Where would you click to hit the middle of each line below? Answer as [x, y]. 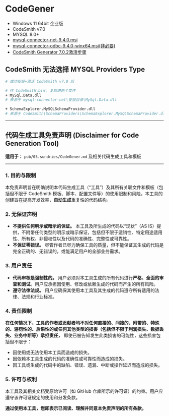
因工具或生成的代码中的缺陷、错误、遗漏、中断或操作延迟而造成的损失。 [87, 365]
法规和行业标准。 [39, 296]
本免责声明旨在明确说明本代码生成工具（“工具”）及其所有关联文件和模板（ [82, 188]
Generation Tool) [32, 143]
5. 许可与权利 [21, 379]
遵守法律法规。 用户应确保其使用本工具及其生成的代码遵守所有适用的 [83, 290]
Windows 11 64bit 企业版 [38, 23]
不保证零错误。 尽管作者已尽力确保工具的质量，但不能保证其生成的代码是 [88, 245]
